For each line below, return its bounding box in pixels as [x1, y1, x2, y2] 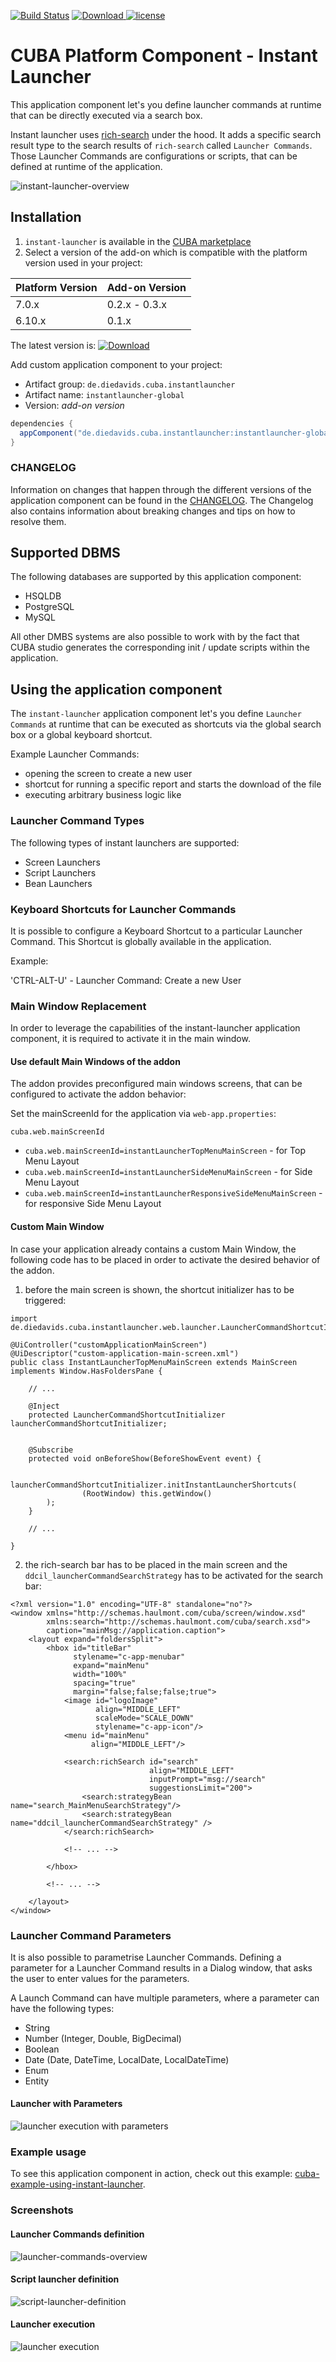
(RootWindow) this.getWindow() [81, 1488, 213, 1499]
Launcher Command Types [10, 814, 145, 828]
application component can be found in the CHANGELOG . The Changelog [10, 494, 314, 506]
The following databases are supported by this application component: [10, 571, 302, 583]
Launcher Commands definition [10, 2228, 145, 2240]
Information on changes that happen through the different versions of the [10, 483, 312, 495]
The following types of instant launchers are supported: [10, 836, 240, 849]
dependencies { [10, 418, 74, 429]
